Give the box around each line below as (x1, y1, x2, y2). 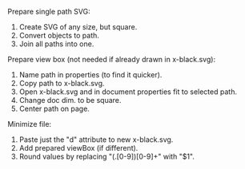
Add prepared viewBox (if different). (18, 143, 139, 152)
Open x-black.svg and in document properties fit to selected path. (18, 87, 238, 96)
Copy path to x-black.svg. (18, 79, 105, 88)
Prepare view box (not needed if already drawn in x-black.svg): (7, 55, 216, 64)
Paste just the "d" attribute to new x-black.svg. (18, 135, 174, 144)
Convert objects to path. (18, 31, 99, 40)
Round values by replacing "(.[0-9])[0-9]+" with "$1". (18, 151, 195, 161)
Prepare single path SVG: (7, 7, 90, 16)
